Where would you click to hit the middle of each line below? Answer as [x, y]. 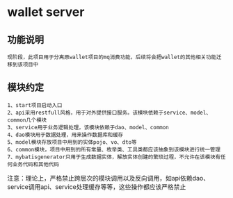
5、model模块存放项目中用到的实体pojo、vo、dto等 [72, 142]
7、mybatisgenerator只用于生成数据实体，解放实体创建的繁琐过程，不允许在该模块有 [114, 157]
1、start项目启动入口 [35, 105]
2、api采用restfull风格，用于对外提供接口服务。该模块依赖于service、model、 [110, 113]
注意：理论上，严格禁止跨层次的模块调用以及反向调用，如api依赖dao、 [109, 178]
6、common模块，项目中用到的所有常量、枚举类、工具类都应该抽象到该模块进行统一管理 [114, 149]
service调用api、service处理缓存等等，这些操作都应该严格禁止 [97, 187]
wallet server [46, 12]
